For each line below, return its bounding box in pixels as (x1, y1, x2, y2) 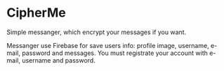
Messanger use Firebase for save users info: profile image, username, (6, 41, 209, 49)
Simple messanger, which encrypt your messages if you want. (6, 28, 187, 36)
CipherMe (6, 5, 66, 21)
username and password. (21, 56, 95, 64)
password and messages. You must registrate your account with (21, 49, 209, 57)
